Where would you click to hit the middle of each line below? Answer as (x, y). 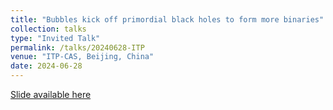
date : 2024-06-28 (46, 66)
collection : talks (48, 29)
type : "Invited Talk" (55, 38)
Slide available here (51, 94)
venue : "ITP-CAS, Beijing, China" (82, 57)
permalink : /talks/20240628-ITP (77, 47)
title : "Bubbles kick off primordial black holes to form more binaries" (167, 19)
